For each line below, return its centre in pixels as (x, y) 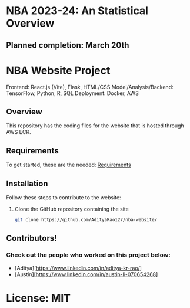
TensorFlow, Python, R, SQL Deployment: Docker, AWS (73, 93)
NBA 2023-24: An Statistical (77, 11)
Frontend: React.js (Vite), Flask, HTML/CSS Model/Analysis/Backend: (90, 87)
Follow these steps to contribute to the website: (64, 197)
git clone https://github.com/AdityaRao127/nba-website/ (86, 219)
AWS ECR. (19, 132)
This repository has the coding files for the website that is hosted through (95, 126)
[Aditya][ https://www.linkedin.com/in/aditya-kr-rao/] (78, 268)
